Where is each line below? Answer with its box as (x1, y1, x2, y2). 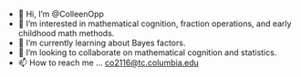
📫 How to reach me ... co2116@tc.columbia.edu (17, 57, 199, 68)
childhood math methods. (17, 28, 115, 38)
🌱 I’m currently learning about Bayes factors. (17, 37, 186, 48)
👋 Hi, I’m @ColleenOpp (17, 9, 105, 19)
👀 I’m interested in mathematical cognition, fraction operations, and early (17, 18, 292, 29)
